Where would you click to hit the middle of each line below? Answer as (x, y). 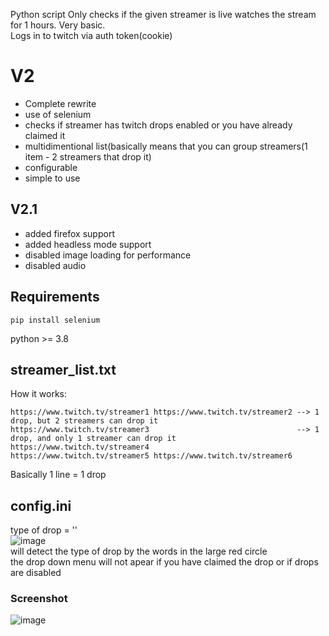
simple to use (52, 178)
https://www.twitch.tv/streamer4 (80, 447)
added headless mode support (88, 244)
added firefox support (69, 233)
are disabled (36, 573)
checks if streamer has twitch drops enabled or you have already (158, 125)
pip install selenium (55, 320)
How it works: (39, 394)
